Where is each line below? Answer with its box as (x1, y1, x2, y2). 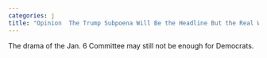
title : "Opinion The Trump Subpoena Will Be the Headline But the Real (8, 19, 254, 27)
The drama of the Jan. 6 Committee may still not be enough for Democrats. (8, 41, 254, 50)
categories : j (8, 11, 56, 20)
